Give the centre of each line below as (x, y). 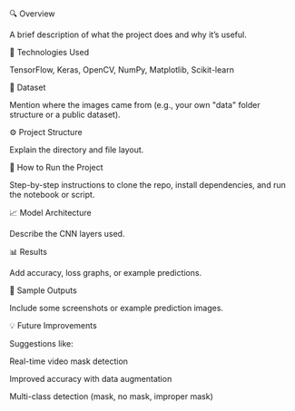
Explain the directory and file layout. (77, 150)
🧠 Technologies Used (49, 52)
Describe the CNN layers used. (67, 234)
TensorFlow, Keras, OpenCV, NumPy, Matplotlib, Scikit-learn (122, 70)
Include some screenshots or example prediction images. (117, 308)
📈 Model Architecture (51, 213)
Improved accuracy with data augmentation (91, 379)
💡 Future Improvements (53, 325)
